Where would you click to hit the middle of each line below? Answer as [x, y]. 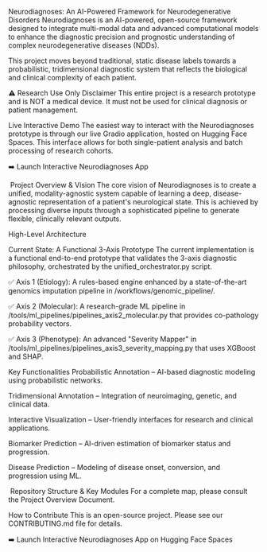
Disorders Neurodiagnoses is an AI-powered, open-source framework [123, 20]
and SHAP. [26, 356]
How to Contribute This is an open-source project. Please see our [116, 515]
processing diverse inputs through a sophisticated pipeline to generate [124, 210]
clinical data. [29, 404]
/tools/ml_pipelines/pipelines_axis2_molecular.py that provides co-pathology [133, 315]
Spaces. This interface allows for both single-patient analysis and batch [126, 142]
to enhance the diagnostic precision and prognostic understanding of [122, 37]
